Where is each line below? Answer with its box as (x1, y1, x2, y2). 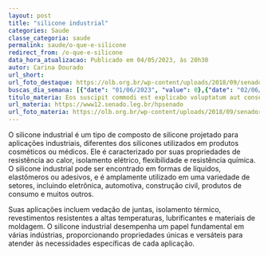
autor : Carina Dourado (8, 64, 84, 72)
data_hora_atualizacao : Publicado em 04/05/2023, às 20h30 (8, 57, 209, 65)
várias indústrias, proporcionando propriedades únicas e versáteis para (8, 230, 243, 239)
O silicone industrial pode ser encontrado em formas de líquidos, (8, 164, 222, 173)
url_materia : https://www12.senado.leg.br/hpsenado (8, 100, 183, 108)
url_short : (8, 71, 45, 79)
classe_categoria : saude (8, 33, 91, 42)
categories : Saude (8, 26, 69, 34)
